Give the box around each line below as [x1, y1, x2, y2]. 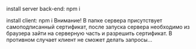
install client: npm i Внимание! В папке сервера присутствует [6, 17, 163, 24]
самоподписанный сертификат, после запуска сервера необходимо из [6, 24, 190, 30]
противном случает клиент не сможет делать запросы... [6, 36, 153, 43]
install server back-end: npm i [6, 5, 80, 12]
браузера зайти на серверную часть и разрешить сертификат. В [6, 30, 172, 37]
